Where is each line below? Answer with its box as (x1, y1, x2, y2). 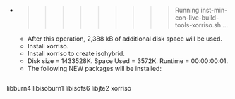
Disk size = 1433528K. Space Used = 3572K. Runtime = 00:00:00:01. (27, 57, 229, 65)
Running (174, 6, 200, 14)
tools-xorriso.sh (174, 21, 222, 29)
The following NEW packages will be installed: (27, 65, 162, 72)
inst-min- (200, 6, 228, 14)
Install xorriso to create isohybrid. (27, 49, 125, 58)
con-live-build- (174, 13, 219, 22)
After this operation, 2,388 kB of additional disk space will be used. (27, 34, 223, 43)
